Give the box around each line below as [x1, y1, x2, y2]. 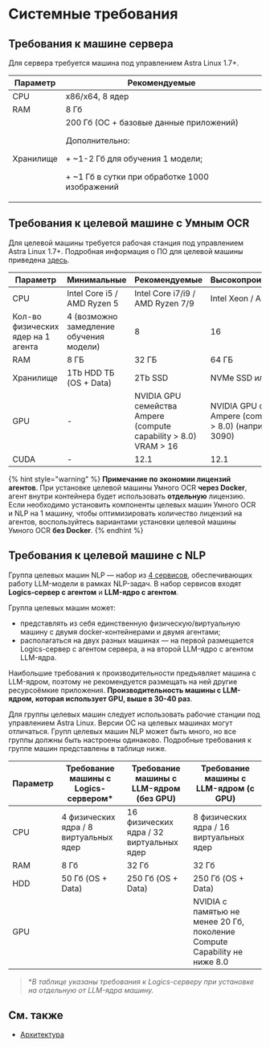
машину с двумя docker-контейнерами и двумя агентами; [19, 626, 221, 636]
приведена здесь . [8, 255, 70, 265]
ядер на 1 [12, 331, 51, 342]
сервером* [67, 793, 114, 804]
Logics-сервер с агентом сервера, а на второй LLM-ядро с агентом [19, 644, 254, 654]
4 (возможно [67, 310, 118, 322]
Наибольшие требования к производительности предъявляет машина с [8, 668, 256, 678]
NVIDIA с [192, 896, 227, 907]
